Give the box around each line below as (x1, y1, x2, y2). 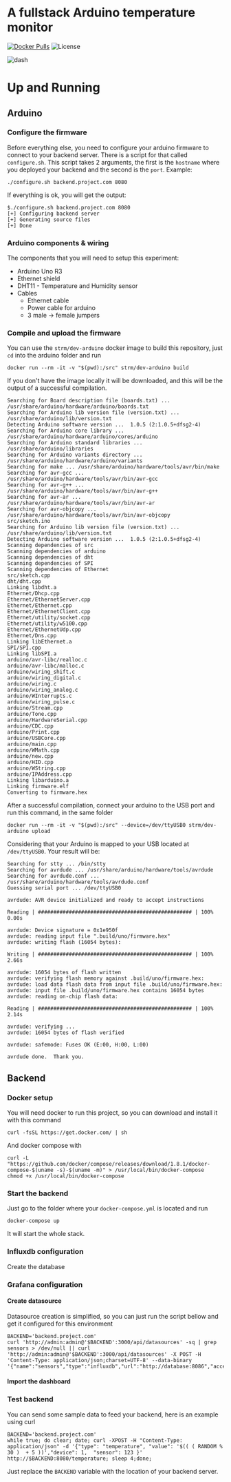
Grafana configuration (7, 1279, 83, 1289)
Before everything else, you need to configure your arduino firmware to (7, 143, 210, 152)
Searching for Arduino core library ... (7, 427, 125, 435)
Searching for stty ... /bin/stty (7, 861, 107, 867)
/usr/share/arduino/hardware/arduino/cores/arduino (7, 433, 158, 440)
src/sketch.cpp (7, 572, 51, 579)
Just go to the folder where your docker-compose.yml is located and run (7, 1204, 208, 1213)
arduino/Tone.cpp (7, 711, 57, 718)
